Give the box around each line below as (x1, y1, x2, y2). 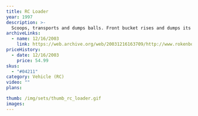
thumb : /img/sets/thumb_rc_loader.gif (6, 95, 101, 101)
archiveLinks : (6, 30, 41, 36)
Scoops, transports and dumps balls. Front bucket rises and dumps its (11, 25, 192, 31)
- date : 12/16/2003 (11, 52, 60, 58)
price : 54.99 (16, 57, 49, 63)
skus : (6, 63, 19, 69)
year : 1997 (6, 14, 33, 20)
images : (6, 101, 25, 107)
